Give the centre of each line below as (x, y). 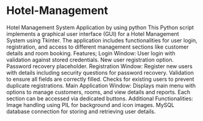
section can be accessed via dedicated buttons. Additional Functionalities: (100, 99)
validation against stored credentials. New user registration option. (90, 60)
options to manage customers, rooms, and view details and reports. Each (98, 92)
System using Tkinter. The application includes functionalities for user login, (102, 40)
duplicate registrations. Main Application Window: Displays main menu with (101, 85)
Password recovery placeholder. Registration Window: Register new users (99, 66)
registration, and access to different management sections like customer (98, 47)
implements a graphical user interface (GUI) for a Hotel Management (93, 33)
